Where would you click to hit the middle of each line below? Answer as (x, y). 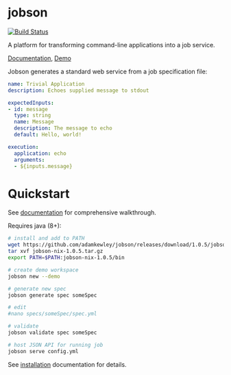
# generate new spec (37, 289)
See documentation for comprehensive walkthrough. (82, 213)
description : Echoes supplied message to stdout (78, 90)
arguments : (29, 160)
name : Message (34, 122)
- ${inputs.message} (43, 166)
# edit (17, 307)
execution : (23, 147)
